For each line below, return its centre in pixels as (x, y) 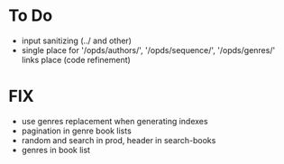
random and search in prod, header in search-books (119, 140)
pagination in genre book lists (76, 131)
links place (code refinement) (76, 59)
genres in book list (56, 150)
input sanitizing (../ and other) (77, 41)
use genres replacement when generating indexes (115, 121)
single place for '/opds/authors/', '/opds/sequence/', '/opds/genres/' (148, 50)
